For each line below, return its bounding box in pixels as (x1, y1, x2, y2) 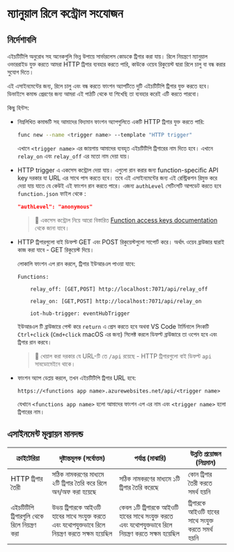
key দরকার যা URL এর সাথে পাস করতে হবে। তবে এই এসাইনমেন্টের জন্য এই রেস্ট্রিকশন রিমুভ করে (17, 174, 218, 182)
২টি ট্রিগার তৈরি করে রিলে (52, 478, 107, 488)
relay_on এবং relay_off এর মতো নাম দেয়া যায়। (17, 152, 131, 160)
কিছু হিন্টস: (7, 104, 30, 112)
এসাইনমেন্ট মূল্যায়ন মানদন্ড (7, 428, 84, 440)
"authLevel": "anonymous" (17, 203, 93, 210)
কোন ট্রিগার (187, 469, 212, 479)
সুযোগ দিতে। (7, 68, 34, 76)
